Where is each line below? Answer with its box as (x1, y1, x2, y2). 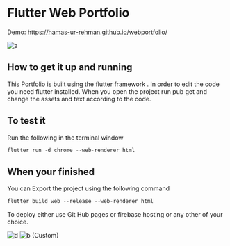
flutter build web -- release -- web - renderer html (7, 198, 154, 205)
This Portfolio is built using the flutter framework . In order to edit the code (7, 80, 220, 88)
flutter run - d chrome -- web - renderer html (7, 147, 135, 154)
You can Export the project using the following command (7, 184, 170, 192)
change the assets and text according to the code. (7, 95, 151, 103)
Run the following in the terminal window (7, 133, 124, 142)
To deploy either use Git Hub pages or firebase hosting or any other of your (7, 211, 223, 219)
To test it (7, 115, 47, 126)
